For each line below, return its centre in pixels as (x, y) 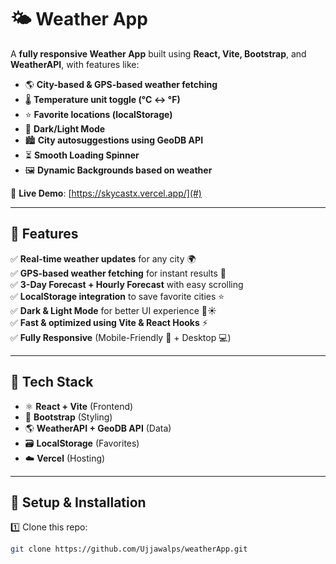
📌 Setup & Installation (78, 502)
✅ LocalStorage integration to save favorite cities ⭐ (117, 296)
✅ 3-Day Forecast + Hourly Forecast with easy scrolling (127, 284)
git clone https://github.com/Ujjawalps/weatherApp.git (129, 549)
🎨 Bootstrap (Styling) (68, 417)
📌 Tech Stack (52, 382)
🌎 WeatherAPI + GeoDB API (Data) (98, 428)
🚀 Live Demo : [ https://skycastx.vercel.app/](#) (106, 193)
